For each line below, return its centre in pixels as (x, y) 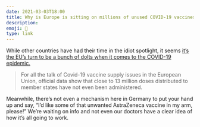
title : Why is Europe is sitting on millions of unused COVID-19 (89, 17)
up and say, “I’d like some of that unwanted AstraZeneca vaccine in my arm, (99, 105)
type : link (20, 34)
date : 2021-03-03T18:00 (36, 12)
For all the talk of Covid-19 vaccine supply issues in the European (101, 75)
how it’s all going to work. (37, 118)
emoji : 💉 (17, 28)
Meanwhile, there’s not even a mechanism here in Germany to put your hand (100, 99)
